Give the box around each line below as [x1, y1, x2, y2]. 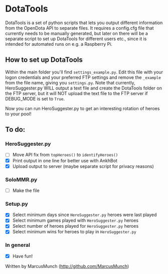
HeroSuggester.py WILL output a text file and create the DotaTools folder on [5, 85, 162, 91]
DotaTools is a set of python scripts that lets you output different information [5, 20, 163, 26]
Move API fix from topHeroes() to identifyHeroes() [12, 152, 118, 158]
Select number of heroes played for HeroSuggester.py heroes [12, 223, 139, 229]
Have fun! [12, 253, 33, 259]
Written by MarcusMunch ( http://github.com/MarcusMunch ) [5, 263, 129, 269]
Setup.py [5, 200, 29, 207]
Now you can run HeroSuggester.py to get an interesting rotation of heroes [5, 105, 160, 111]
